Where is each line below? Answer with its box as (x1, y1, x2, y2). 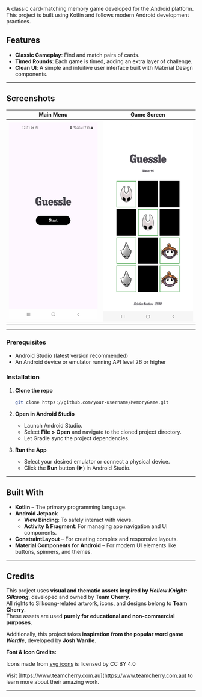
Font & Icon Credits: (6, 649, 57, 656)
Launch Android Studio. (23, 422, 83, 429)
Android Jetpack (14, 509, 58, 517)
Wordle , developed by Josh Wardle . (6, 637, 96, 644)
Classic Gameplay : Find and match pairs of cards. (14, 51, 140, 58)
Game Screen (130, 111, 165, 118)
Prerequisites (6, 338, 46, 346)
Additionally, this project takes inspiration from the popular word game (6, 631, 183, 638)
